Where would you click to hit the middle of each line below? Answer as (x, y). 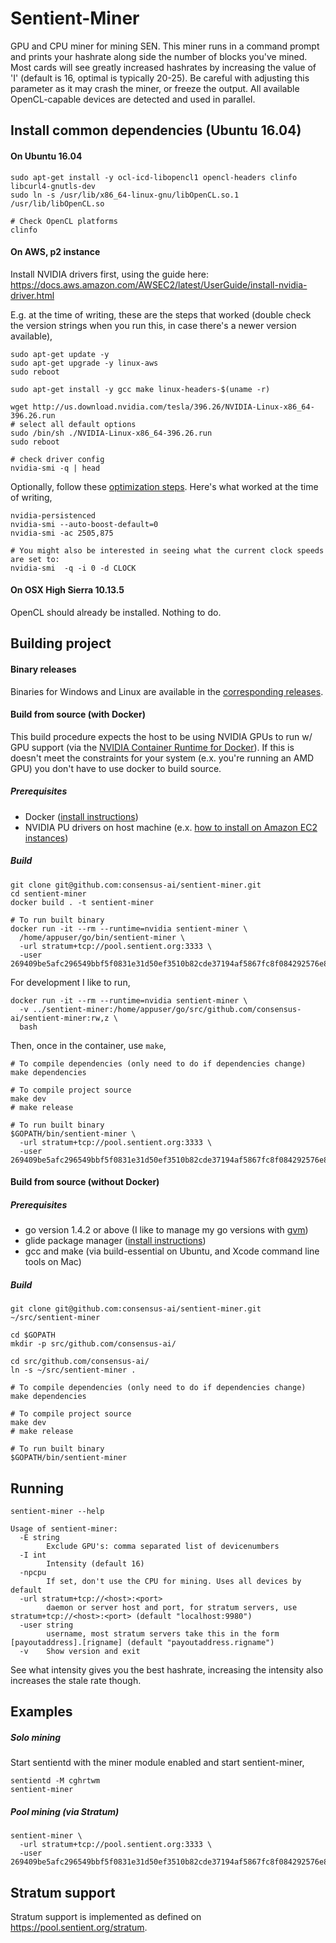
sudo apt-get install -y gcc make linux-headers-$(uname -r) (140, 389)
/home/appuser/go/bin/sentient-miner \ (102, 937)
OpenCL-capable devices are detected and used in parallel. (133, 99)
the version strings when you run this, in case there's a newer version (153, 325)
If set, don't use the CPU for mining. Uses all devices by (174, 1582)
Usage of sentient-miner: (64, 1529)
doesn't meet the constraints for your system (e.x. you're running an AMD (162, 758)
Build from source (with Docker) (78, 714)
